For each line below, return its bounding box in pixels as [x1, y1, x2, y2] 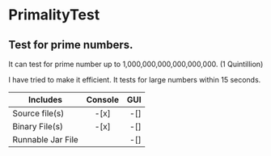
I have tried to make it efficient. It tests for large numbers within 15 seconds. [8, 75, 261, 84]
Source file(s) [12, 108, 65, 119]
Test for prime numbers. [8, 38, 133, 52]
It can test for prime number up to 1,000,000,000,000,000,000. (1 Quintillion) [8, 59, 264, 69]
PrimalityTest [8, 6, 100, 24]
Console [86, 95, 120, 105]
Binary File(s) [12, 121, 63, 132]
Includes [28, 95, 63, 105]
